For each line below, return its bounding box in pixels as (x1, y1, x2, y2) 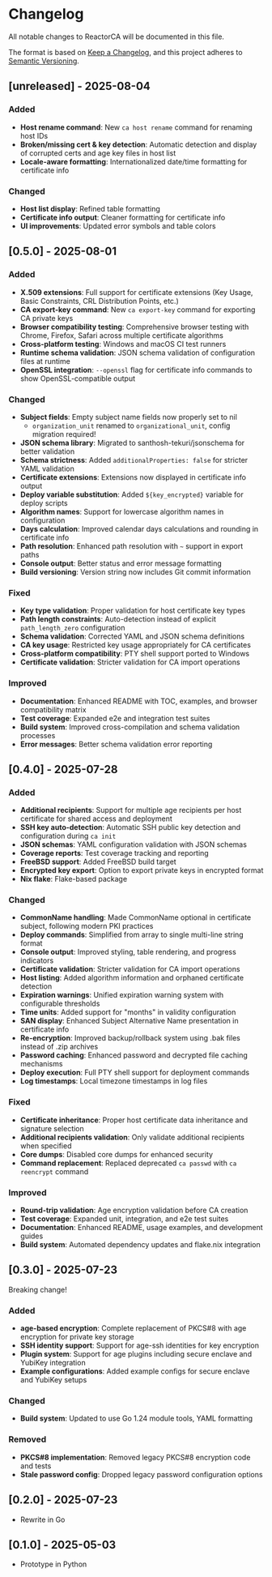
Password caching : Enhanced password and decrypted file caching (19, 1050, 249, 1060)
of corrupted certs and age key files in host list (19, 147, 176, 158)
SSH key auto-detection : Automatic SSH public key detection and (19, 823, 241, 832)
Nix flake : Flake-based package (19, 874, 128, 884)
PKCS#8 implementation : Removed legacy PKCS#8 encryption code (19, 1452, 251, 1462)
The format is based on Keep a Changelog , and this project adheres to (8, 47, 243, 57)
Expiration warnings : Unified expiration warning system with (19, 990, 224, 1000)
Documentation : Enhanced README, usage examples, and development (19, 1223, 263, 1233)
